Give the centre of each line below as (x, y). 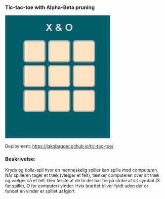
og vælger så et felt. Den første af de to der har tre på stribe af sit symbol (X (82, 180)
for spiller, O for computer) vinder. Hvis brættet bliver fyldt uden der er (77, 186)
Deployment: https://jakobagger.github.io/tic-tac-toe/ (59, 146)
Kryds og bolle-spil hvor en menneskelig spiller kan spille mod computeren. (82, 170)
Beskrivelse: (21, 159)
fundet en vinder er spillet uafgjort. (41, 191)
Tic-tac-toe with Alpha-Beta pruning (50, 7)
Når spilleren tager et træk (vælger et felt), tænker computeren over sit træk (82, 175)
